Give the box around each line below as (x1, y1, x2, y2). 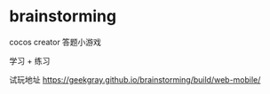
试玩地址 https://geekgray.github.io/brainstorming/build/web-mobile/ (9, 74, 261, 85)
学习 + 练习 (9, 55, 51, 66)
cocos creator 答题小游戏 (9, 36, 102, 47)
